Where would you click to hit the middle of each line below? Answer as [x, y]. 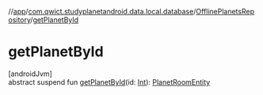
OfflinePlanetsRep [225, 11]
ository [19, 20]
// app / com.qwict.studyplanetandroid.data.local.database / [102, 11]
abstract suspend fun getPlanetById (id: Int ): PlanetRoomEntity [109, 82]
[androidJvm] [30, 74]
